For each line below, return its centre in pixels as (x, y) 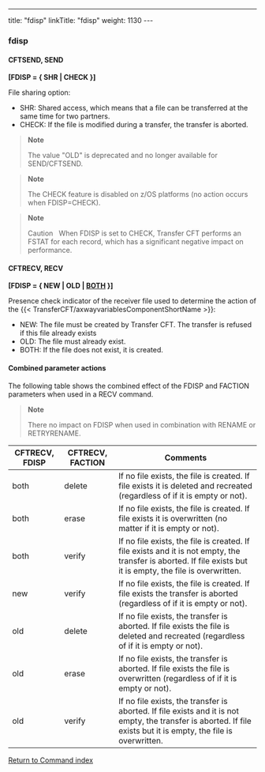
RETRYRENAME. (54, 433)
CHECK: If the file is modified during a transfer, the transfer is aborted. (134, 125)
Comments (186, 458)
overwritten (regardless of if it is (177, 678)
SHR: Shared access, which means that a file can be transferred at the (134, 108)
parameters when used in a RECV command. (81, 394)
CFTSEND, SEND (36, 59)
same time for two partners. (65, 116)
